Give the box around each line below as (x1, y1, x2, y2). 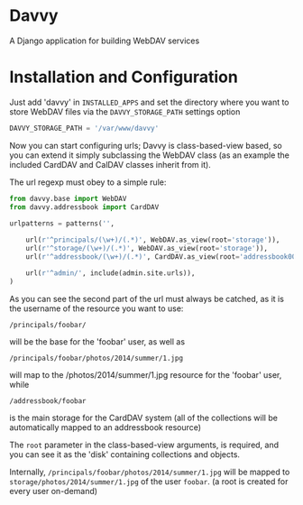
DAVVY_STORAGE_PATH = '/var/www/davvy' (9, 124, 160, 133)
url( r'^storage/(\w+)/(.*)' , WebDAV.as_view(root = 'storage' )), (25, 244, 269, 253)
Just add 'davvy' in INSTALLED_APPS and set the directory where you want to (9, 96, 290, 107)
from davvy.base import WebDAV (9, 194, 127, 203)
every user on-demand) (9, 485, 97, 496)
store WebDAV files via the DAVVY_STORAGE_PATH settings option (9, 106, 241, 117)
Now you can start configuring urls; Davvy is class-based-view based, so (9, 140, 282, 151)
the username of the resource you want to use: (9, 303, 184, 314)
